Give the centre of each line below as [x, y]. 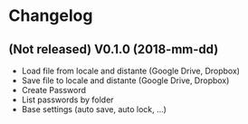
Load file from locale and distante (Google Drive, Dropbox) [131, 71]
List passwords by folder [67, 100]
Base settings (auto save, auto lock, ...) [94, 109]
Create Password [54, 90]
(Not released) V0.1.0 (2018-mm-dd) [114, 49]
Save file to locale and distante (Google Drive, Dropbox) [125, 81]
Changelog [51, 16]
